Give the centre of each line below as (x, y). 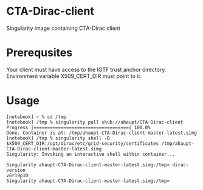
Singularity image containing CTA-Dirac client (63, 28)
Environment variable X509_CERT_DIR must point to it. (74, 76)
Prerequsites (40, 53)
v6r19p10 (17, 175)
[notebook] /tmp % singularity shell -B (58, 138)
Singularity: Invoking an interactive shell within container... (91, 154)
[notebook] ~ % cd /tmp (36, 117)
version (16, 170)
